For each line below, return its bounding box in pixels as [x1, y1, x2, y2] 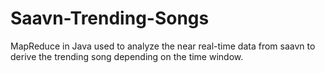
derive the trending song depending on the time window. [10, 50, 244, 62]
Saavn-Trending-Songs [10, 7, 210, 30]
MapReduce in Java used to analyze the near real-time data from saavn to [10, 40, 316, 52]
